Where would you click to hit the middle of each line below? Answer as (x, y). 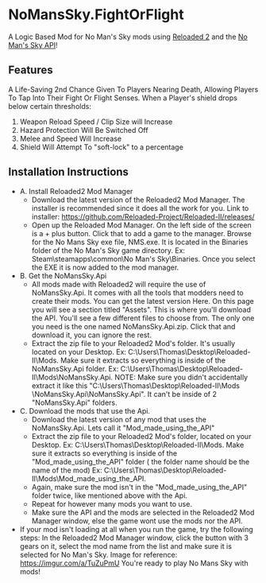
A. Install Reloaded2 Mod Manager (76, 191)
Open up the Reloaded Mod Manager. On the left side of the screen (141, 225)
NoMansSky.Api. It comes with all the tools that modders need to (137, 293)
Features (31, 70)
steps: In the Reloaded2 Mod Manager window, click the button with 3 (134, 538)
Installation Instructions (69, 172)
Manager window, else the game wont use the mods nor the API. (137, 521)
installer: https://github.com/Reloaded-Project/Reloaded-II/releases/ (143, 216)
